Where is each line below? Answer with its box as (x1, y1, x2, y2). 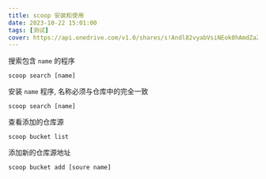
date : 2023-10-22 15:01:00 (8, 19, 97, 27)
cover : (8, 33, 30, 42)
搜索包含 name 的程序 (8, 56, 75, 65)
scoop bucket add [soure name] (8, 163, 112, 172)
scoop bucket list (8, 133, 69, 141)
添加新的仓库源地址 (8, 147, 71, 158)
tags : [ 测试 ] (8, 26, 49, 34)
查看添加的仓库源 (8, 117, 64, 127)
